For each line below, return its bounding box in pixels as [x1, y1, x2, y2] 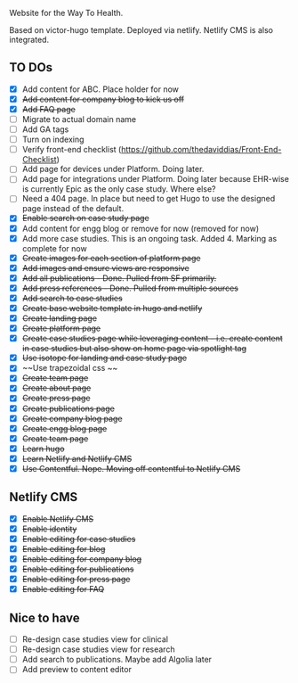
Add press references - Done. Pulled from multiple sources [21, 283, 238, 293]
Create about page [21, 383, 92, 393]
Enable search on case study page [21, 213, 149, 224]
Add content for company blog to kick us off [21, 94, 185, 104]
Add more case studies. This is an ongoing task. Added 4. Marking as [21, 233, 278, 243]
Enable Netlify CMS [21, 513, 94, 524]
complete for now [21, 243, 87, 253]
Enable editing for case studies [21, 533, 136, 544]
